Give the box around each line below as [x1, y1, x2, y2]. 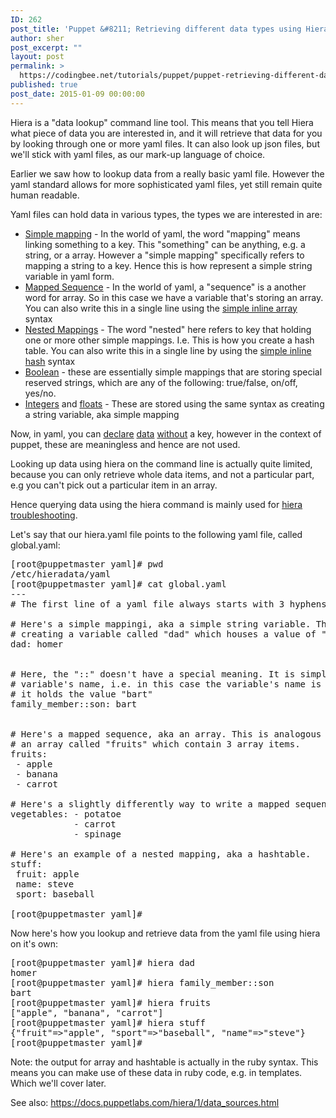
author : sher [10, 33, 65, 43]
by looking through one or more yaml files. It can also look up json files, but [10, 137, 320, 150]
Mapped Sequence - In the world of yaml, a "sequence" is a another [24, 281, 307, 293]
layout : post [10, 52, 65, 62]
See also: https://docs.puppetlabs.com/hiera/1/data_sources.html [10, 1096, 280, 1108]
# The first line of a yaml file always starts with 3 [10, 598, 285, 610]
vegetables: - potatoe [10, 808, 122, 820]
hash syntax [24, 355, 76, 367]
